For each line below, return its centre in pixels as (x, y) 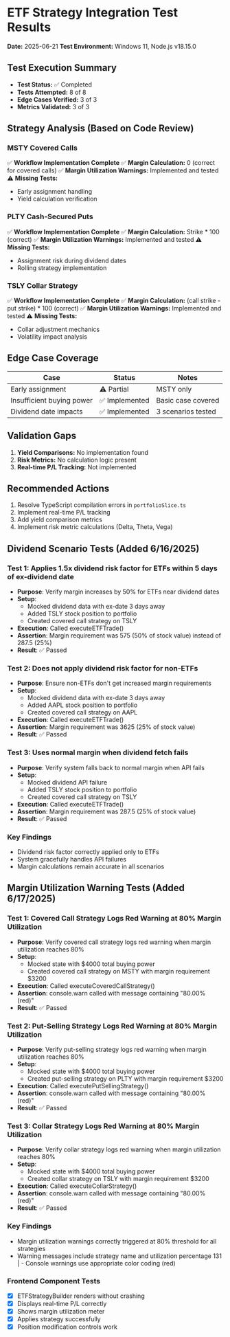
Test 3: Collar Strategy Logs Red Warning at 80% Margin (103, 1126)
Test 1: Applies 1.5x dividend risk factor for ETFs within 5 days (112, 568)
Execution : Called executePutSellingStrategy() (83, 1086)
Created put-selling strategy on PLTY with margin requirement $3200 (125, 1079)
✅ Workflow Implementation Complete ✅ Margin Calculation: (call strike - (114, 301)
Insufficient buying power (52, 400)
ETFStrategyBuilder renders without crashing (81, 1296)
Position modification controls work (67, 1327)
